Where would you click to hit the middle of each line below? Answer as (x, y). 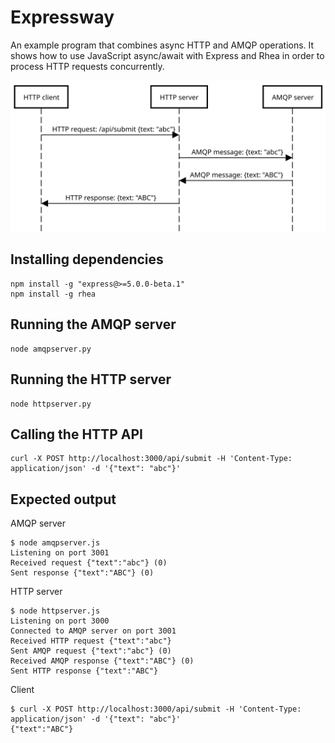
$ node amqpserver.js (55, 543)
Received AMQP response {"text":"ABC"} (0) (102, 661)
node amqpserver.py (51, 349)
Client (22, 690)
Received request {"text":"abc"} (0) (89, 563)
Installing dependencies (87, 259)
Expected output (63, 499)
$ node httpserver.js (55, 611)
